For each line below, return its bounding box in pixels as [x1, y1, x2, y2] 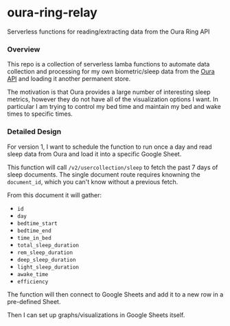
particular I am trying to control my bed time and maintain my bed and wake [7, 103, 222, 111]
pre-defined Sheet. [7, 297, 61, 305]
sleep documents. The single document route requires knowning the [7, 170, 200, 179]
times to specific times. [7, 110, 73, 118]
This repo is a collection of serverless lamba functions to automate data [7, 60, 210, 68]
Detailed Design [7, 127, 62, 136]
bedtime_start [16, 220, 58, 227]
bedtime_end [16, 227, 51, 234]
